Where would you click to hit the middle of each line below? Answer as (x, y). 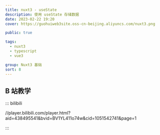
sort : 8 (13, 69)
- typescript (23, 51)
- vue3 (16, 55)
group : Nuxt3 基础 (23, 65)
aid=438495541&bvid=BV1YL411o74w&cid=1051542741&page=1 (71, 118)
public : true (19, 33)
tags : (11, 42)
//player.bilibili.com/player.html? (38, 113)
